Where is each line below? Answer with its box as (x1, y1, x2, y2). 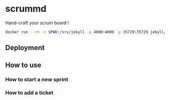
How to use (5, 61, 41, 69)
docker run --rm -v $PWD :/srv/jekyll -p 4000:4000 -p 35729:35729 (5, 29, 148, 34)
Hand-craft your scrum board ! (5, 20, 69, 26)
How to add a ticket (5, 89, 54, 96)
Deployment (5, 43, 45, 52)
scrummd (5, 3, 47, 15)
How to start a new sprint (5, 76, 68, 83)
